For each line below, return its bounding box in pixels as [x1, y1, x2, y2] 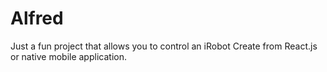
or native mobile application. [10, 50, 127, 62]
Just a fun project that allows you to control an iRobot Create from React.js [10, 40, 318, 52]
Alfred [10, 7, 64, 30]
